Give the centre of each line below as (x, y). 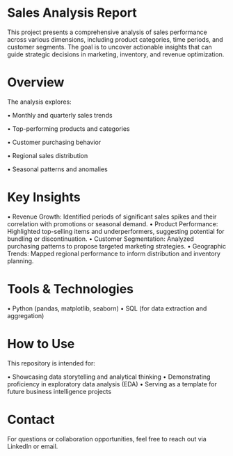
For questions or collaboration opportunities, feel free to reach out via (107, 439)
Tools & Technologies (71, 289)
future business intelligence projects (59, 391)
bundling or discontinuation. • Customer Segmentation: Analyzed (101, 239)
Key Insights (44, 197)
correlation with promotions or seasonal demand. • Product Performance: (113, 223)
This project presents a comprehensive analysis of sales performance (107, 32)
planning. (21, 261)
